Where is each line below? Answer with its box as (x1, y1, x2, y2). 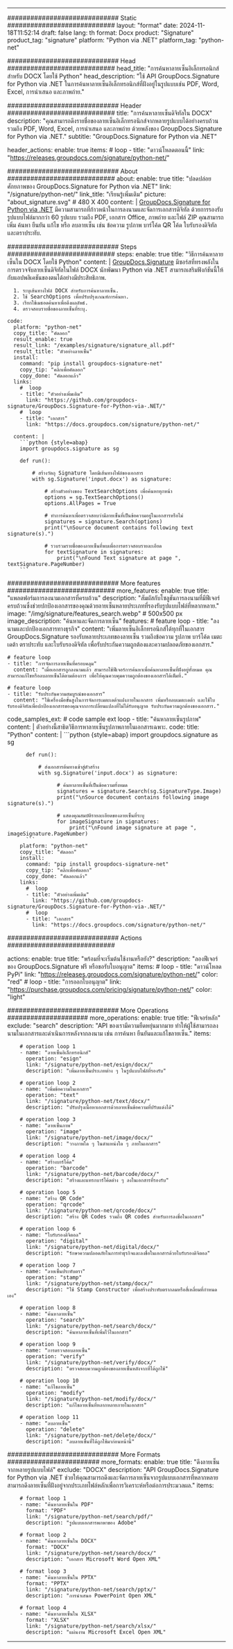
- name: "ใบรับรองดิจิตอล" (19, 1232, 82, 1238)
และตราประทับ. (7, 229, 42, 237)
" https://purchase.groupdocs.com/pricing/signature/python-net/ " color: (7, 986, 213, 993)
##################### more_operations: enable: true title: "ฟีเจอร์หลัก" (7, 1013, 221, 1022)
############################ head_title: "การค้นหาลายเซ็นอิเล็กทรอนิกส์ (7, 64, 220, 72)
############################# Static (7, 14, 137, 22)
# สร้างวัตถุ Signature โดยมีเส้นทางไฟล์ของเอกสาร (32, 470, 144, 477)
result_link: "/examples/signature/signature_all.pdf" (13, 342, 175, 349)
